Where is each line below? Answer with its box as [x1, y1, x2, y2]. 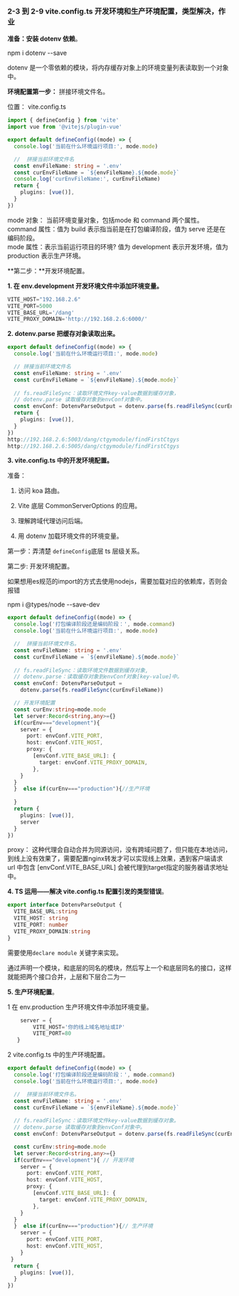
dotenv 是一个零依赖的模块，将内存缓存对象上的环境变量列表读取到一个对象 [7, 63, 229, 72]
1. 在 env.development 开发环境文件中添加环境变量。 [7, 281, 164, 290]
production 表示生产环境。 [7, 251, 85, 260]
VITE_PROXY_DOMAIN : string [14, 927, 91, 935]
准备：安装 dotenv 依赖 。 [7, 34, 82, 43]
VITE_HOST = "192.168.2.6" [7, 295, 81, 303]
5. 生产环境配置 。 [7, 987, 58, 996]
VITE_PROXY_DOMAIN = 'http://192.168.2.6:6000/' [7, 315, 148, 323]
